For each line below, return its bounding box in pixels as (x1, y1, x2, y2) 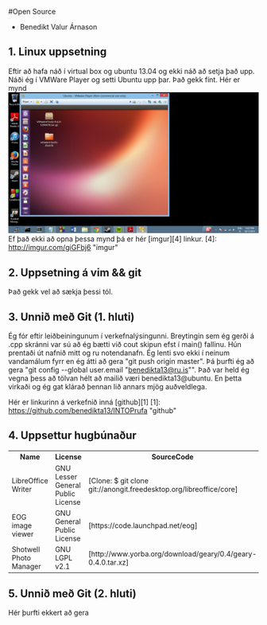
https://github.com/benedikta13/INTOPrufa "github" (8, 405, 177, 415)
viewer (11, 529, 34, 539)
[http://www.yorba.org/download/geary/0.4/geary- (88, 549, 257, 558)
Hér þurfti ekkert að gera (8, 608, 89, 618)
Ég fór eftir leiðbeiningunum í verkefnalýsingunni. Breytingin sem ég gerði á (8, 330, 254, 341)
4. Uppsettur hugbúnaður (8, 429, 137, 443)
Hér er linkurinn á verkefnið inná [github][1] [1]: (8, 397, 161, 407)
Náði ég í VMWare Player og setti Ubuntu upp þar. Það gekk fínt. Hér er (8, 75, 241, 84)
